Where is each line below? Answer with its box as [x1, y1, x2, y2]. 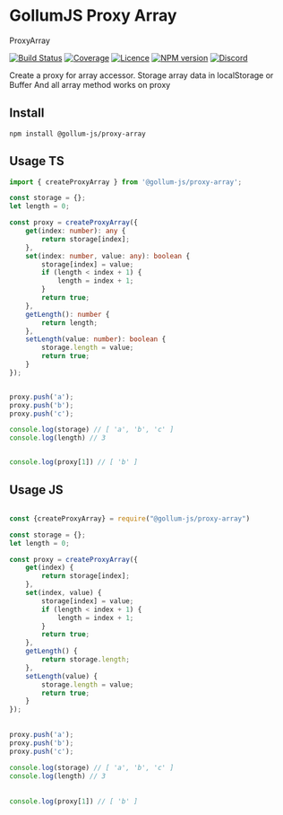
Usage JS [9, 482, 64, 498]
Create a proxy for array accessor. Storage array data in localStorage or [9, 69, 274, 81]
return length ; [41, 318, 99, 328]
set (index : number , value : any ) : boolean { [25, 251, 191, 260]
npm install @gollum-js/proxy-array [9, 129, 146, 138]
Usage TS [9, 153, 64, 169]
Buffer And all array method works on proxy [9, 79, 171, 90]
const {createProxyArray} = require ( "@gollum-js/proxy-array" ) [9, 513, 251, 523]
